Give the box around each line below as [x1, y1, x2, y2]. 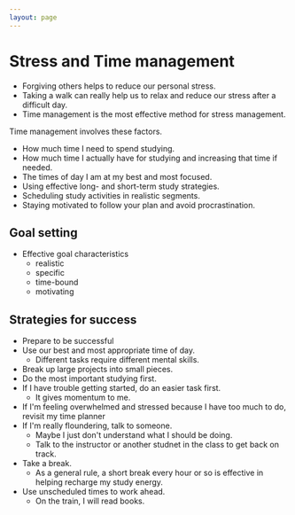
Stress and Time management [9, 51, 235, 71]
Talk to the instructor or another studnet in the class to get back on [35, 440, 279, 450]
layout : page [9, 12, 58, 22]
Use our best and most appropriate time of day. [21, 345, 196, 355]
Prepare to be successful [21, 336, 114, 347]
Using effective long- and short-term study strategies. [21, 181, 220, 191]
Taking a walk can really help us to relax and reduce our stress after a [21, 90, 276, 100]
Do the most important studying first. [21, 373, 157, 384]
